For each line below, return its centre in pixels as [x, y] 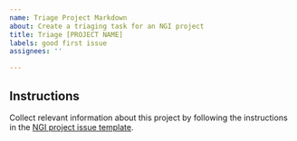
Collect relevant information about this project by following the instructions [148, 117]
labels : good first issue [58, 43]
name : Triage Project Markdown [68, 18]
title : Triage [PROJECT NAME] [67, 34]
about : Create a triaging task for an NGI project [107, 26]
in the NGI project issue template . [72, 127]
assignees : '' [36, 52]
